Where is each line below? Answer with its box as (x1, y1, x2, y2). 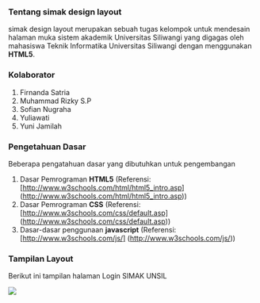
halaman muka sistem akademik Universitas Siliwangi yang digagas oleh (8, 33, 244, 42)
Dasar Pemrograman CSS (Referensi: (19, 199, 141, 209)
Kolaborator (8, 70, 55, 81)
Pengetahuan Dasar (8, 141, 86, 152)
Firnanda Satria (19, 87, 70, 97)
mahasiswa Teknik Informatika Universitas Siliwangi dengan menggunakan (8, 41, 252, 51)
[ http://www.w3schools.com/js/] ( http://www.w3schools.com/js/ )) (19, 233, 236, 243)
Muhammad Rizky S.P (19, 96, 92, 105)
